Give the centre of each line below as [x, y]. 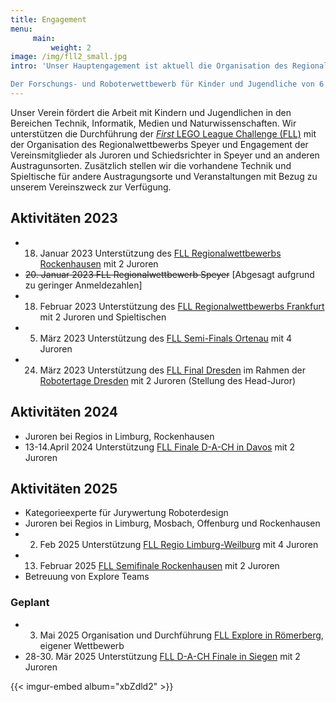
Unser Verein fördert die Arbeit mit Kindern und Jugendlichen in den [151, 112]
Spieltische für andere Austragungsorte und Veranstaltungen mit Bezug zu [164, 176]
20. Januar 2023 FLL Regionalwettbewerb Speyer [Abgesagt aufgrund [169, 274]
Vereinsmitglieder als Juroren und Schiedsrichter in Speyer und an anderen [165, 155]
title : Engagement [48, 19]
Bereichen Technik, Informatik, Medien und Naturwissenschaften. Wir [153, 123]
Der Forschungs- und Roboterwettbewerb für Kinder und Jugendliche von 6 [167, 84]
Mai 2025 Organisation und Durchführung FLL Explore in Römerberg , [181, 635]
